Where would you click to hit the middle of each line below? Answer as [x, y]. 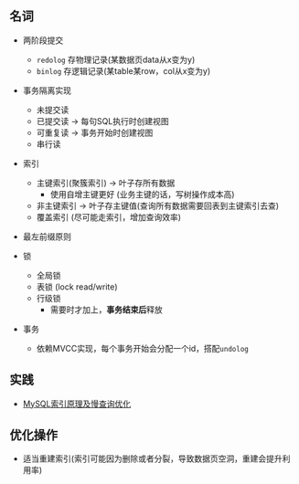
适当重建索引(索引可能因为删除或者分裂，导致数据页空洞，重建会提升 [152, 458]
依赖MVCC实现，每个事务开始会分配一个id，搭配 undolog [142, 348]
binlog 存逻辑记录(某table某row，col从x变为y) [123, 70]
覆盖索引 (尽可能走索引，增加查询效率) [108, 216]
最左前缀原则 [47, 237]
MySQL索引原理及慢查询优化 [76, 404]
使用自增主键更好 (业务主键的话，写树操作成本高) [142, 194]
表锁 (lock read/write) [77, 287]
